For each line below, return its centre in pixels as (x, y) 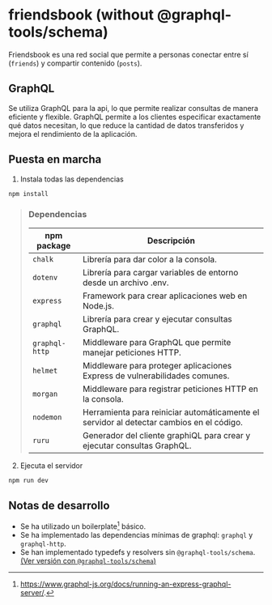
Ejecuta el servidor (51, 465)
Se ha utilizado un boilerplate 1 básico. (83, 526)
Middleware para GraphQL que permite (157, 342)
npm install (28, 194)
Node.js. (98, 305)
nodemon (47, 417)
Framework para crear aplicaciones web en (165, 296)
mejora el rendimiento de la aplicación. (73, 134)
